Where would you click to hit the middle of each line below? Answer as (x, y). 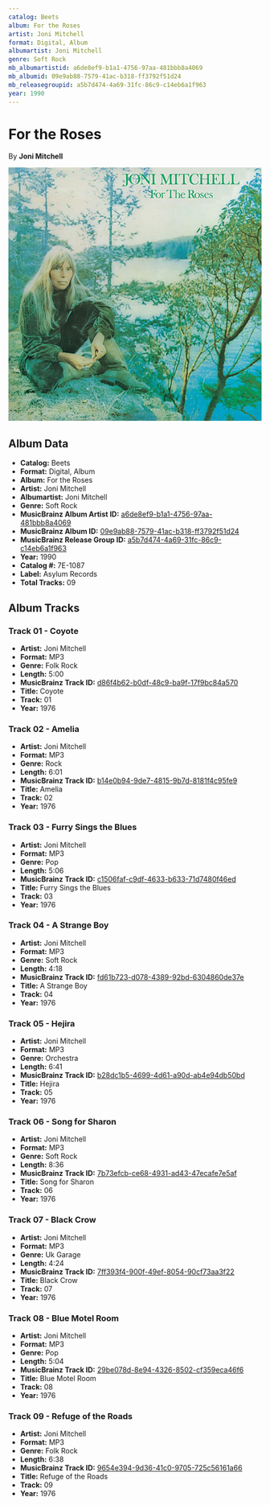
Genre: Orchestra (49, 1059)
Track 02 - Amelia (44, 729)
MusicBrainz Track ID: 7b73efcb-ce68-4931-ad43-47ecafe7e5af (128, 1174)
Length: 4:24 (42, 1263)
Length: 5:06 (42, 870)
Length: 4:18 (41, 968)
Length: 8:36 (42, 1165)
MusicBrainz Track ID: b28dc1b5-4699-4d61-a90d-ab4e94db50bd (132, 1075)
